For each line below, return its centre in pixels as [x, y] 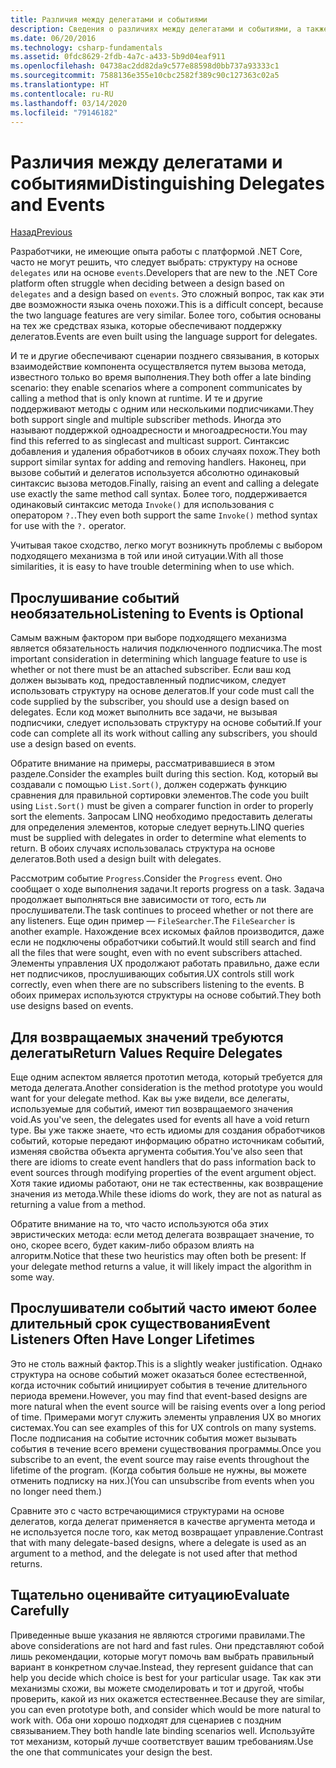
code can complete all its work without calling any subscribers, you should [164, 733]
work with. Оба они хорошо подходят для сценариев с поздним [146, 1720]
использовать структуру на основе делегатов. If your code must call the [162, 691]
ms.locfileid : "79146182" [64, 112]
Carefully [40, 1611]
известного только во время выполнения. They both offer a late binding [161, 377]
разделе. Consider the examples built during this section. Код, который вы [164, 774]
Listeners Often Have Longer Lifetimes [133, 1339]
